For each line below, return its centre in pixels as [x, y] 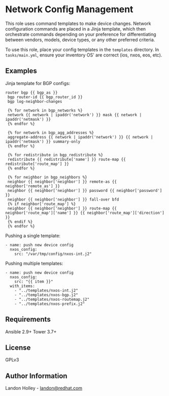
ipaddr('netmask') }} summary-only [43, 142]
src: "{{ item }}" [34, 281]
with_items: [23, 286]
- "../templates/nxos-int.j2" [46, 290]
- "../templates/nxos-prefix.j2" [50, 304]
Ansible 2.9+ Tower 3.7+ [31, 331]
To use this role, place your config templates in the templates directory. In [82, 49]
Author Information [36, 376]
